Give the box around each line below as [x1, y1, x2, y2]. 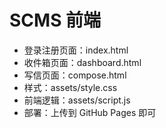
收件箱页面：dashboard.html [23, 56, 142, 68]
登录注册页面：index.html [23, 44, 129, 56]
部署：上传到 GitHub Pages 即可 [23, 106, 157, 118]
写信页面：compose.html [23, 69, 127, 81]
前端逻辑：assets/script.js [23, 94, 131, 106]
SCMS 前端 [9, 9, 102, 32]
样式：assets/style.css [23, 81, 118, 93]
